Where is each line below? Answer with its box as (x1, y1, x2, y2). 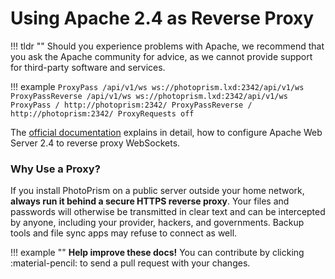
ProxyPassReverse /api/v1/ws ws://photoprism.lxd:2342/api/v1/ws (10, 91, 288, 101)
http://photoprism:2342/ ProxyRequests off (10, 108, 195, 119)
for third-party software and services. (10, 61, 166, 73)
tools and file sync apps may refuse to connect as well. (10, 227, 238, 239)
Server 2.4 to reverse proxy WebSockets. (10, 137, 181, 149)
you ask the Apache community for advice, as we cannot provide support (10, 50, 313, 62)
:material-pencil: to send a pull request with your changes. (10, 257, 251, 269)
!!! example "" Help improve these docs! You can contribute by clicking (10, 247, 305, 259)
